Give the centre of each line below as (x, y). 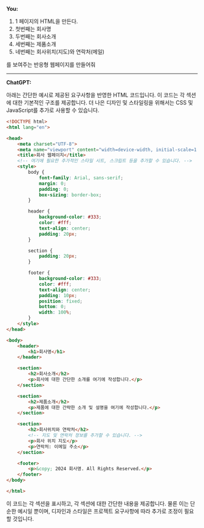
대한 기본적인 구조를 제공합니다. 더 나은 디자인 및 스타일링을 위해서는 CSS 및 (103, 102)
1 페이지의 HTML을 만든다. (46, 21)
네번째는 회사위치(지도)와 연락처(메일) (60, 52)
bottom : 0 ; (53, 307)
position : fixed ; (61, 301)
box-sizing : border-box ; (70, 195)
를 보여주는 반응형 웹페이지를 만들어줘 (51, 64)
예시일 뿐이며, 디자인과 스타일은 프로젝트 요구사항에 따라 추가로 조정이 (100, 511)
